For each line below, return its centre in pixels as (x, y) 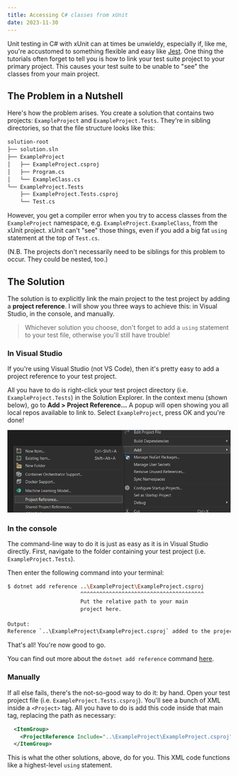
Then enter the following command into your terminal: (86, 573)
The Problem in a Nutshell (65, 96)
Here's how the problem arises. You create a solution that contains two (111, 113)
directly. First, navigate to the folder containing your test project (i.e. (107, 551)
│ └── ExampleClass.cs (44, 179)
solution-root (28, 142)
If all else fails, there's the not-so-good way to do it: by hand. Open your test (119, 692)
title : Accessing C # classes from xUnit (68, 15)
